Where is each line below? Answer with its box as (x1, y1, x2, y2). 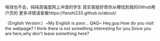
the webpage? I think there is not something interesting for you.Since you (5, 26, 151, 31)
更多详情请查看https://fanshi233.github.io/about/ (18, 10, 116, 16)
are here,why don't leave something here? (5, 31, 90, 36)
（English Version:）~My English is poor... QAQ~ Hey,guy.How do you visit (5, 20, 154, 26)
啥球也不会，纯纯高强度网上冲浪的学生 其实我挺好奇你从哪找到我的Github (5, 4, 151, 10)
